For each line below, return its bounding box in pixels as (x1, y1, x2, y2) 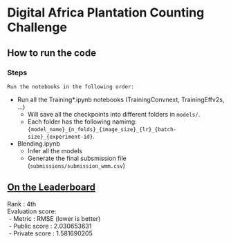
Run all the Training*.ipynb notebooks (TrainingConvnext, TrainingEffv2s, (17, 95, 225, 104)
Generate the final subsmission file (27, 154, 127, 162)
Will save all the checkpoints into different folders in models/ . (27, 110, 201, 118)
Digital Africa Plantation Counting (7, 5, 205, 21)
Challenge (7, 19, 68, 35)
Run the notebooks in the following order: (7, 83, 135, 90)
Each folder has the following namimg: (27, 117, 137, 126)
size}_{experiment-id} (27, 133, 93, 140)
